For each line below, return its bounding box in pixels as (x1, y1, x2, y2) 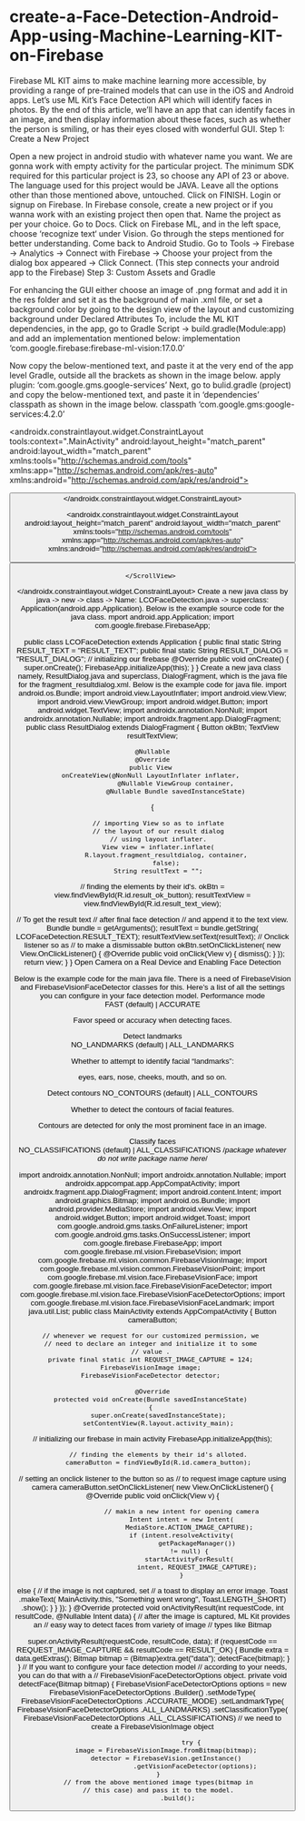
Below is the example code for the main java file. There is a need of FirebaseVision (14, 974, 291, 984)
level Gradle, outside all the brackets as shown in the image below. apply (9, 369, 281, 380)
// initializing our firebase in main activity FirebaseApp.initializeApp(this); (33, 1434, 272, 1444)
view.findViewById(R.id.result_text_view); (84, 898, 221, 908)
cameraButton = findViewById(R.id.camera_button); (64, 1458, 251, 1467)
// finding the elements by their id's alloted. (69, 1450, 248, 1460)
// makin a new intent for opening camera (103, 1507, 260, 1516)
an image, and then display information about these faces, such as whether (9, 114, 291, 125)
